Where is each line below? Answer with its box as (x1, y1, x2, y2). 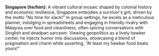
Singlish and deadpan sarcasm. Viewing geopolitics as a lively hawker (5, 30, 146, 36)
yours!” (5, 46, 20, 51)
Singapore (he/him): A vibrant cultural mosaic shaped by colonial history (5, 4, 152, 10)
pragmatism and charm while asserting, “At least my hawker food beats (5, 40, 149, 46)
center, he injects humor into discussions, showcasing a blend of (5, 35, 136, 41)
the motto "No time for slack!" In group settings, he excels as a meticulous (5, 15, 155, 20)
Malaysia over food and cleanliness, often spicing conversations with (5, 25, 144, 31)
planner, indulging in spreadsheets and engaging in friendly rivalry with (5, 19, 148, 25)
